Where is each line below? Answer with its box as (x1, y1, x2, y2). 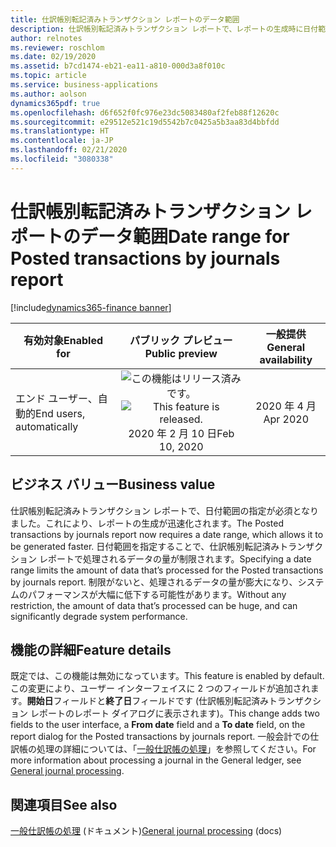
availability (259, 352, 313, 366)
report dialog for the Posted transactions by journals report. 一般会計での (10, 731, 311, 743)
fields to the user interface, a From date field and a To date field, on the (10, 719, 306, 731)
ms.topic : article (10, 71, 87, 81)
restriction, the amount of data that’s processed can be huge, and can (10, 599, 298, 611)
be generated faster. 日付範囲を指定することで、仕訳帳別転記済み (10, 540, 280, 552)
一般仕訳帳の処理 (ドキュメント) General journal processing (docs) (10, 825, 283, 837)
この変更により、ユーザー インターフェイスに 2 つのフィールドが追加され (10, 682, 311, 695)
